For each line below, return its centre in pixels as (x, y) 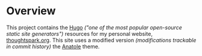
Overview (31, 11)
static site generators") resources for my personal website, (79, 33)
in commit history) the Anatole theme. (53, 46)
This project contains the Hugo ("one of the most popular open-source (94, 27)
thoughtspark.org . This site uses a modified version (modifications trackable (101, 40)
